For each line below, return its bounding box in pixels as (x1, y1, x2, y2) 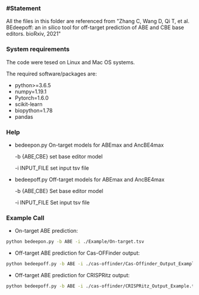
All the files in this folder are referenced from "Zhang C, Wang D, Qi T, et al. (6, 18, 190, 25)
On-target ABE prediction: (14, 227, 78, 234)
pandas (14, 113, 34, 120)
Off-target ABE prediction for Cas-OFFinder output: (14, 249, 140, 256)
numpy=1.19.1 (14, 88, 47, 95)
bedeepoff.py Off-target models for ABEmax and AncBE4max (14, 176, 165, 183)
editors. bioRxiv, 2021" (6, 30, 61, 37)
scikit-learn (14, 100, 43, 107)
